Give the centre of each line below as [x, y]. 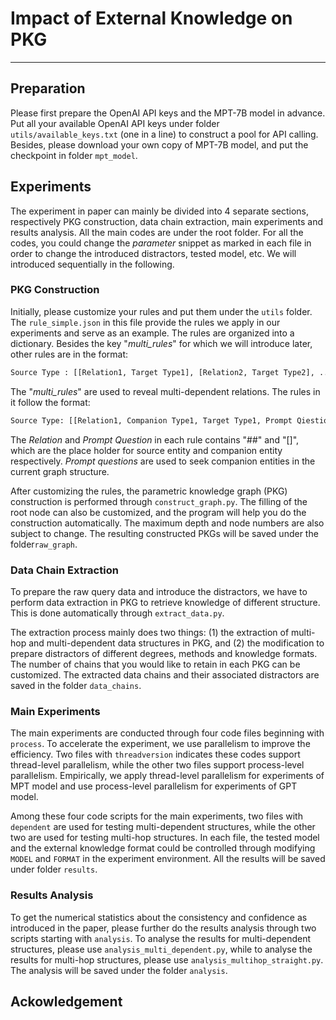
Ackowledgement [66, 1001]
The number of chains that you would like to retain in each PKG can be [155, 664]
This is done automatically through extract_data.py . [117, 613]
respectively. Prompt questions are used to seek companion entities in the [163, 461]
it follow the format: [50, 402]
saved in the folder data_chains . [76, 685]
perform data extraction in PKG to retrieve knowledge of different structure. [165, 602]
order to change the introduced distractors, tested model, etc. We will [153, 253]
